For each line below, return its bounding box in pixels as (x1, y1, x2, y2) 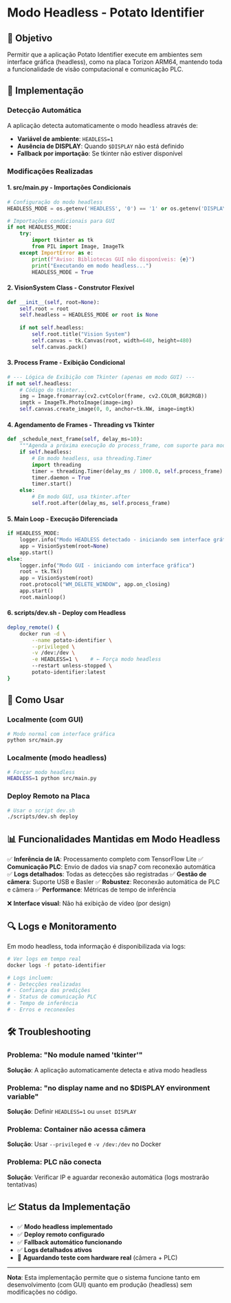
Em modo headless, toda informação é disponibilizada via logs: (7, 942, 186, 950)
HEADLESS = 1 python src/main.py (7, 775, 97, 782)
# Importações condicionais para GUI (7, 217, 115, 224)
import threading (32, 461, 81, 469)
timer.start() (32, 480, 72, 488)
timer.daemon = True (32, 474, 91, 481)
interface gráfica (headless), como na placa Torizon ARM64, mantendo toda (7, 58, 223, 66)
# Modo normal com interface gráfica (7, 731, 115, 737)
